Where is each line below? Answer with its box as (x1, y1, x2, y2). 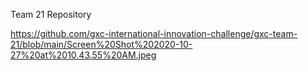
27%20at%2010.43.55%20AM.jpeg (10, 49, 157, 61)
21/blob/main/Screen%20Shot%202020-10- (10, 39, 193, 50)
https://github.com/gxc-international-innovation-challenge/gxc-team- (10, 28, 298, 39)
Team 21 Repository (10, 9, 92, 20)
